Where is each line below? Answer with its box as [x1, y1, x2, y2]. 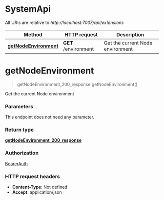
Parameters [5, 103, 33, 110]
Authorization [5, 150, 39, 156]
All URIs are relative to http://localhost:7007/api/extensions [5, 20, 124, 25]
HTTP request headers [5, 173, 60, 179]
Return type [5, 126, 34, 133]
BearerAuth [5, 160, 28, 167]
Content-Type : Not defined [12, 184, 67, 190]
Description [116, 31, 144, 38]
